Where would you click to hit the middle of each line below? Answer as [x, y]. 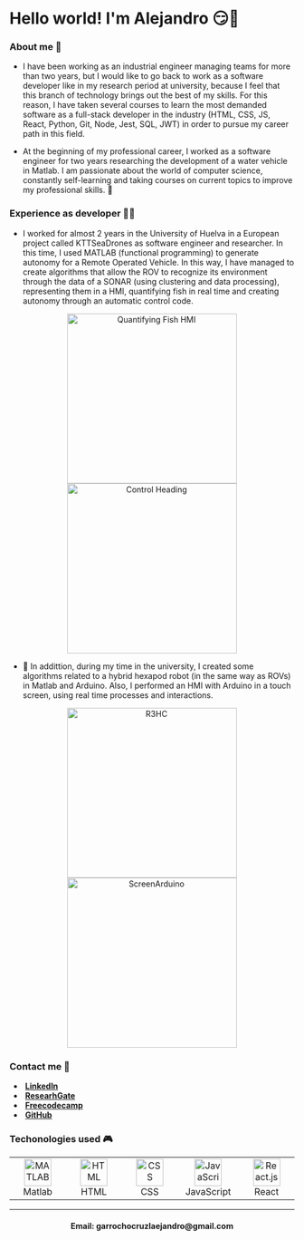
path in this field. [54, 134]
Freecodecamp [54, 1106]
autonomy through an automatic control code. [108, 300]
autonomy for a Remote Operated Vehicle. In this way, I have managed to [158, 262]
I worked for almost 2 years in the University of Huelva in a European [151, 233]
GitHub [38, 1115]
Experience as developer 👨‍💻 [72, 214]
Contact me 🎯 [40, 1066]
